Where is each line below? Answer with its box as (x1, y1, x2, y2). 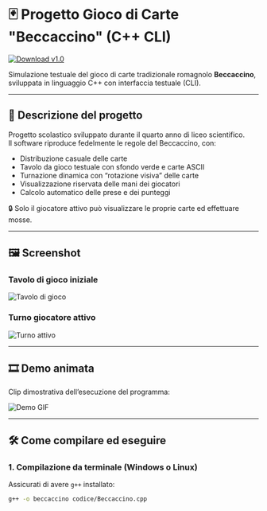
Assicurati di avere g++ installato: (8, 480, 115, 490)
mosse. (8, 215, 33, 224)
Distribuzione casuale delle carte (19, 154, 128, 163)
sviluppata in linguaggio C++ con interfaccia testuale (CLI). (8, 78, 201, 88)
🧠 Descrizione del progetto (8, 108, 143, 123)
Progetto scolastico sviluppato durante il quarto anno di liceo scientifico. (8, 130, 246, 139)
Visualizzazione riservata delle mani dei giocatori (19, 179, 180, 189)
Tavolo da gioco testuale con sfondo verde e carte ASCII (19, 162, 205, 171)
